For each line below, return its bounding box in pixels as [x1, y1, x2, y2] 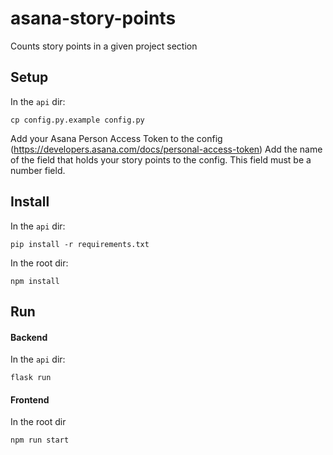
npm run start [10, 435, 70, 446]
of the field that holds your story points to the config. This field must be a [10, 153, 312, 166]
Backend [10, 331, 48, 343]
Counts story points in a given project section [10, 40, 198, 52]
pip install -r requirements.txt [10, 239, 150, 249]
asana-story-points [10, 7, 177, 30]
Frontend [10, 393, 50, 406]
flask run [10, 373, 52, 383]
